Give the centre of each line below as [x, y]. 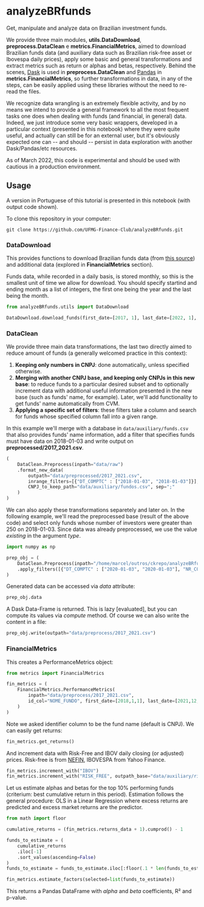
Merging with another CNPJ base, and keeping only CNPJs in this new [105, 378]
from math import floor [36, 818]
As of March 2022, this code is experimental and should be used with [93, 160]
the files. [30, 91]
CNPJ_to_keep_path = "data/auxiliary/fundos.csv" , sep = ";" [101, 487]
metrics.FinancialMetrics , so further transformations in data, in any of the [99, 78]
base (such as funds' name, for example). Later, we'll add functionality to [106, 397]
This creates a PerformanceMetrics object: [60, 662]
